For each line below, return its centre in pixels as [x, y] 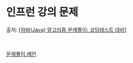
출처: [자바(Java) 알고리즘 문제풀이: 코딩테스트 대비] [66, 30]
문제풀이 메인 [21, 53]
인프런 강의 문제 [42, 12]
